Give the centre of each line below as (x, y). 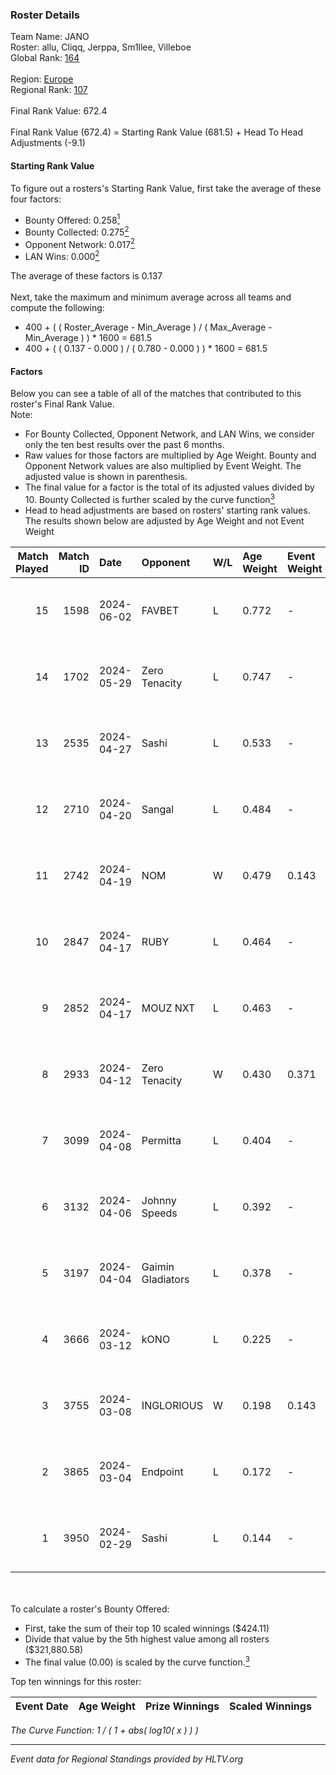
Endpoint (162, 1471)
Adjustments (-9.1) (48, 143)
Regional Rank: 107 (49, 90)
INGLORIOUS (172, 1405)
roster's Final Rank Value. (62, 404)
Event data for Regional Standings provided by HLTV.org (127, 1759)
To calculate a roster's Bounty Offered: (90, 1609)
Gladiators (165, 1279)
